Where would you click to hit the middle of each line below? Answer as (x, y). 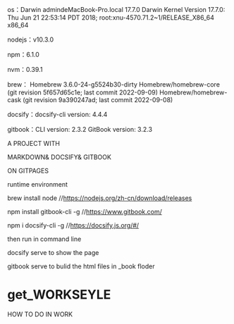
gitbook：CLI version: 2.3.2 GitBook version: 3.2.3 (80, 129)
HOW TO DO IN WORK (40, 314)
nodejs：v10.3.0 (31, 39)
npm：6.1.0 (24, 55)
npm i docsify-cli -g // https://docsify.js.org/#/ (73, 225)
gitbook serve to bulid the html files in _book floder (81, 266)
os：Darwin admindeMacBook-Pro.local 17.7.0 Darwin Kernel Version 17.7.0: (116, 10)
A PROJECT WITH (33, 143)
